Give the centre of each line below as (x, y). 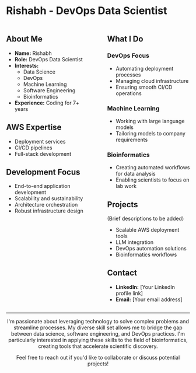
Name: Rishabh (33, 53)
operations (129, 93)
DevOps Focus (128, 55)
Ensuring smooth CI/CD (144, 87)
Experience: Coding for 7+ (47, 103)
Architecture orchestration (46, 205)
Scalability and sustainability (49, 198)
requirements (132, 140)
